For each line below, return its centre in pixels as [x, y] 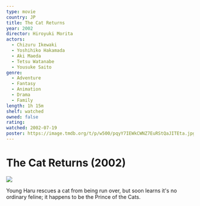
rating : [16, 123]
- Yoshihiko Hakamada [38, 51]
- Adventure [26, 78]
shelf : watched [25, 111]
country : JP [21, 17]
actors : [16, 39]
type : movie [21, 12]
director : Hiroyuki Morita [40, 34]
